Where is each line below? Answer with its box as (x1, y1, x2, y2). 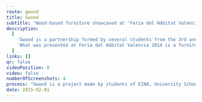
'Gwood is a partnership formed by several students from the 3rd (17, 37, 187, 43)
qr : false (6, 59, 31, 65)
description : (6, 25, 39, 32)
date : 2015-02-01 (6, 87, 50, 93)
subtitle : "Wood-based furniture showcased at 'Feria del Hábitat (6, 20, 176, 26)
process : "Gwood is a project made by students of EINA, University (6, 82, 182, 88)
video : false (6, 70, 39, 76)
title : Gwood (6, 14, 39, 20)
